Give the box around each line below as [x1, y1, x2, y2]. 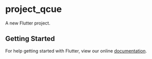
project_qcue [5, 3, 62, 15]
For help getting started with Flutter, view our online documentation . [5, 47, 147, 53]
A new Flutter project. [5, 20, 51, 26]
